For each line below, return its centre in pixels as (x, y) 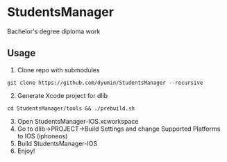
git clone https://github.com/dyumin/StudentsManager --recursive (105, 83)
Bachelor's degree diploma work (54, 31)
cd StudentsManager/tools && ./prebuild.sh (71, 108)
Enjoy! (26, 151)
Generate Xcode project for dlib (62, 95)
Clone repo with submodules (58, 70)
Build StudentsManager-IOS (57, 143)
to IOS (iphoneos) (42, 136)
